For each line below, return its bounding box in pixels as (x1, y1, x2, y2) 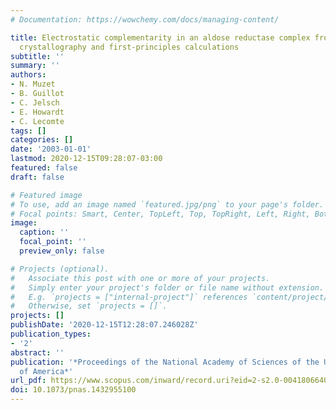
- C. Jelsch (10, 97, 60, 108)
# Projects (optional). (10, 264, 110, 274)
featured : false (10, 163, 78, 173)
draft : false (10, 172, 65, 182)
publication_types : (10, 329, 92, 339)
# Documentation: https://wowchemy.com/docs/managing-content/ (10, 14, 280, 25)
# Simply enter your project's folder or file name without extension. (10, 282, 325, 293)
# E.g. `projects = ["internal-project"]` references (10, 292, 248, 302)
